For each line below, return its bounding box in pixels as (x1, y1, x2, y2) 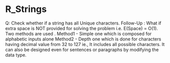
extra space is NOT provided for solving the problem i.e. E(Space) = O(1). (5, 25, 158, 31)
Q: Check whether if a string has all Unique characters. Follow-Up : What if (5, 20, 161, 26)
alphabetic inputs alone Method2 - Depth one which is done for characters (5, 36, 161, 42)
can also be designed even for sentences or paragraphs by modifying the (5, 46, 159, 52)
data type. (5, 51, 27, 58)
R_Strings (5, 3, 47, 15)
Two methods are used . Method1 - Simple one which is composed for (5, 30, 152, 36)
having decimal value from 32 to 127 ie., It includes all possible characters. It (5, 41, 165, 47)
